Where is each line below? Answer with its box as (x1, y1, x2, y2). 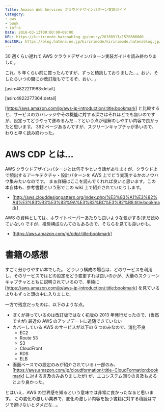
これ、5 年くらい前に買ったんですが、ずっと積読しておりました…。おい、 (5, 70, 154, 76)
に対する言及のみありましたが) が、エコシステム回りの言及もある (25, 373, 157, 379)
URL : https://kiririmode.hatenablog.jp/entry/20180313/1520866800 (5, 35, 144, 40)
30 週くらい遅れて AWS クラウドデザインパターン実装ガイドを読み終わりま (5, 53, 157, 59)
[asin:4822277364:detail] (5, 95, 56, 101)
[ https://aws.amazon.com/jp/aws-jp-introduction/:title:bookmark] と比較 (5, 105, 151, 111)
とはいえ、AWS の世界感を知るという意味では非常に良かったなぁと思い (5, 389, 150, 395)
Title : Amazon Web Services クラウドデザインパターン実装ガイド (5, 7, 127, 12)
